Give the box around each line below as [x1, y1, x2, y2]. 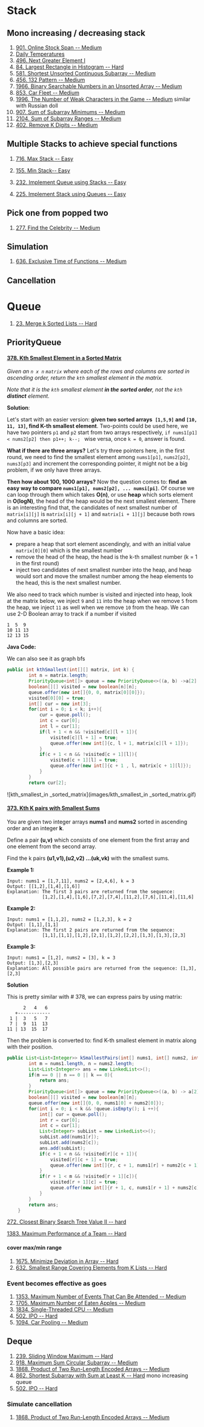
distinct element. [7, 392, 50, 400]
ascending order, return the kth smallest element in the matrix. [7, 374, 163, 381]
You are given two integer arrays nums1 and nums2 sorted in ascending [7, 818, 187, 825]
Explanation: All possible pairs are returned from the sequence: [7, 965, 178, 972]
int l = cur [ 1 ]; [39, 723, 81, 729]
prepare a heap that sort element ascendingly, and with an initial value [15, 540, 191, 548]
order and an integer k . [7, 824, 64, 832]
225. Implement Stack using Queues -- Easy [15, 190, 127, 197]
